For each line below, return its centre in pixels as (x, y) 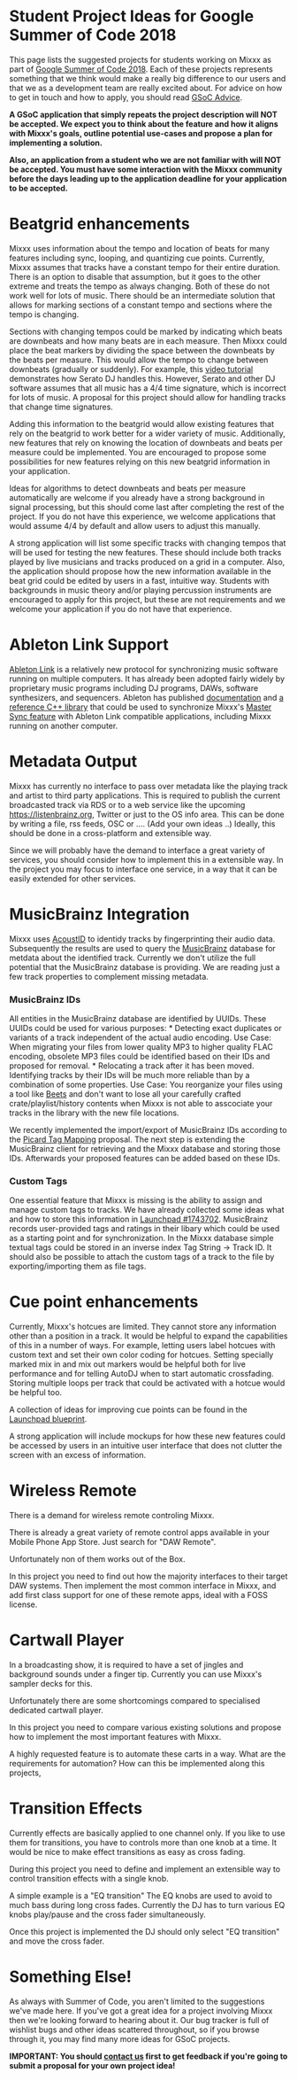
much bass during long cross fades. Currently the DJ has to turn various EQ (147, 1905)
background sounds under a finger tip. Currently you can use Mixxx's (136, 1674)
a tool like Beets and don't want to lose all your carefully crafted (125, 1094)
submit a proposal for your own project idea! (92, 2065)
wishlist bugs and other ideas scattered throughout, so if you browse (134, 2030)
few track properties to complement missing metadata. (109, 976)
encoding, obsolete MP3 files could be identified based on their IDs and (140, 1056)
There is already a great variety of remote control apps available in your (140, 1533)
